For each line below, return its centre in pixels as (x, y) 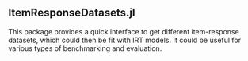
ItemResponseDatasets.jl (72, 13)
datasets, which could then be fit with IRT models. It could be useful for (125, 40)
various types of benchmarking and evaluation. (85, 48)
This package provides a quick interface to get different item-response (124, 31)
